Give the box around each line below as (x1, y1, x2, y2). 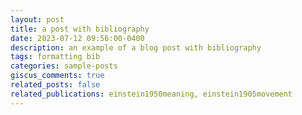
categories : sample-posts (10, 61, 118, 71)
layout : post (10, 14, 65, 25)
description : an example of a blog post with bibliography (10, 42, 262, 53)
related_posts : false (10, 80, 101, 90)
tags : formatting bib (10, 52, 101, 62)
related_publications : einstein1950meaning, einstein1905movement (10, 89, 293, 99)
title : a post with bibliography (10, 24, 150, 34)
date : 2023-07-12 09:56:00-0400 (10, 33, 145, 43)
